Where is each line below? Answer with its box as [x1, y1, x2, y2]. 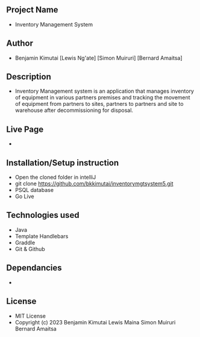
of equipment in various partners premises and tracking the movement [14, 94, 191, 101]
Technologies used [6, 210, 80, 220]
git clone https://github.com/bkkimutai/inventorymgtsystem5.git [14, 180, 173, 187]
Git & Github [14, 245, 45, 252]
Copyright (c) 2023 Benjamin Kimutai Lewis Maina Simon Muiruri [14, 318, 176, 326]
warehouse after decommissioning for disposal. [14, 107, 134, 114]
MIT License [14, 312, 46, 320]
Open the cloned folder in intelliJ [14, 174, 96, 181]
